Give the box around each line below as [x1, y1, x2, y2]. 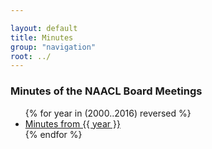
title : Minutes [10, 32, 74, 43]
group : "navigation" [10, 42, 97, 52]
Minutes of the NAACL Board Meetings [10, 84, 203, 98]
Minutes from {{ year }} [24, 117, 121, 130]
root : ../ [10, 51, 52, 61]
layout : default [10, 23, 78, 33]
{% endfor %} [24, 128, 83, 140]
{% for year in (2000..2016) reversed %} [24, 107, 192, 119]
